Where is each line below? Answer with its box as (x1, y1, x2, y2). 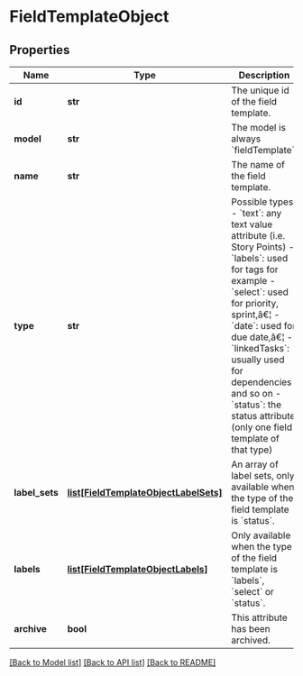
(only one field (231, 421, 293, 434)
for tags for (231, 263, 279, 276)
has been (231, 623, 271, 635)
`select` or (231, 586, 275, 598)
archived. (231, 634, 271, 646)
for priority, (231, 297, 280, 309)
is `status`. (231, 515, 275, 526)
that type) (231, 443, 273, 456)
